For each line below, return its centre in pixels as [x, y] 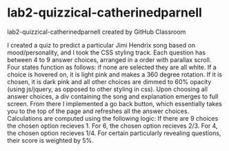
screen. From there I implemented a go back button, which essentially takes [114, 103]
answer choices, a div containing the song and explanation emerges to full [113, 96]
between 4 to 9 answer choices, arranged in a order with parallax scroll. [109, 59]
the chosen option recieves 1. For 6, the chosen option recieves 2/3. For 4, [112, 125]
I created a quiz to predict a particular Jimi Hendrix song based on [101, 45]
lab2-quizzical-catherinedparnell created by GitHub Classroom [97, 32]
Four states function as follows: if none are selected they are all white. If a [112, 67]
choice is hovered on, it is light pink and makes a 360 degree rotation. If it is [115, 74]
